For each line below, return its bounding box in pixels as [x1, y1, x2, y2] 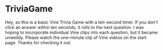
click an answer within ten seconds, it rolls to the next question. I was [5, 24, 144, 30]
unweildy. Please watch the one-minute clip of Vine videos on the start [5, 35, 147, 40]
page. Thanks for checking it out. [5, 39, 72, 45]
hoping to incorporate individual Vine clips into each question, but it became [5, 29, 158, 35]
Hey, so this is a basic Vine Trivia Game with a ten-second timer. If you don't [5, 19, 158, 25]
